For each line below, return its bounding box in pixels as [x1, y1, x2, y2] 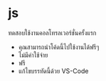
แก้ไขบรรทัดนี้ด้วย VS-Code [18, 66, 89, 75]
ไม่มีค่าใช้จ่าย [18, 50, 48, 59]
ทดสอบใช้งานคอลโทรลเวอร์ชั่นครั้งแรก [8, 28, 97, 37]
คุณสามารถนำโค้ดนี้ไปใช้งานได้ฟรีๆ [18, 43, 100, 51]
